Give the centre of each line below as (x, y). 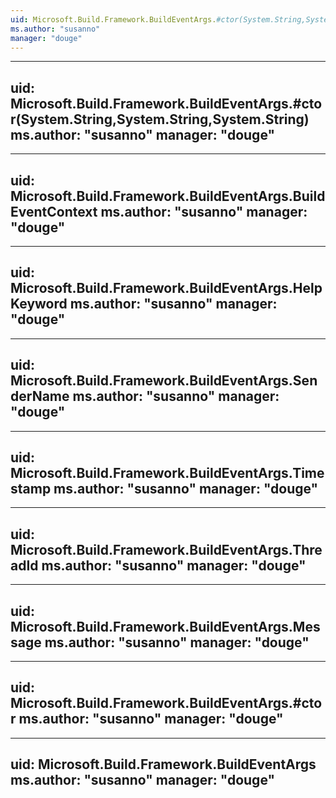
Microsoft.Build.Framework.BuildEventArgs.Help (166, 288)
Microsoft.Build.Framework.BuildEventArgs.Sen (164, 381)
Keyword (39, 304)
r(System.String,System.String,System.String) (160, 119)
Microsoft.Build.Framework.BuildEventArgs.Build (168, 196)
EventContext (54, 211)
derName (40, 396)
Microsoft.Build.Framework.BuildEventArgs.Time (167, 473)
